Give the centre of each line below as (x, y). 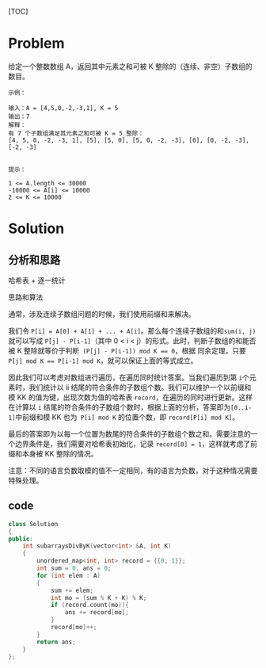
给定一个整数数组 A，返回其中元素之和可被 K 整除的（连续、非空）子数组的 (130, 66)
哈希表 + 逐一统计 (37, 280)
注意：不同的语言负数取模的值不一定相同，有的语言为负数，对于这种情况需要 (133, 470)
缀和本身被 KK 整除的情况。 (53, 453)
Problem (36, 44)
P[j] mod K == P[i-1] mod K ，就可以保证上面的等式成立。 (103, 361)
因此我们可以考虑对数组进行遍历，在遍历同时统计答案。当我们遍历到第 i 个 (129, 377)
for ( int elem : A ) (69, 575)
